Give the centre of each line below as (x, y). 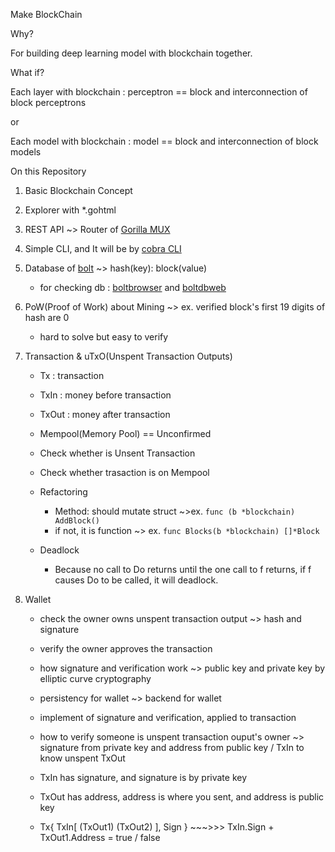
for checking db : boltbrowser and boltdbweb (133, 287)
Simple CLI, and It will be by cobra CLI (103, 248)
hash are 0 (47, 317)
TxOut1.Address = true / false (100, 837)
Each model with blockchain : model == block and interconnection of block (164, 141)
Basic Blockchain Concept (78, 190)
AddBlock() (77, 521)
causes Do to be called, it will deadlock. (136, 580)
